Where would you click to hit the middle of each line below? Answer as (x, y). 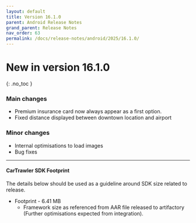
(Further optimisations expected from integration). (83, 213)
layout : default (26, 11)
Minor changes (28, 133)
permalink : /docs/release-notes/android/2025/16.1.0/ (73, 39)
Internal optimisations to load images (59, 145)
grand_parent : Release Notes (41, 28)
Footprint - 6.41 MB (38, 201)
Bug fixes (26, 152)
